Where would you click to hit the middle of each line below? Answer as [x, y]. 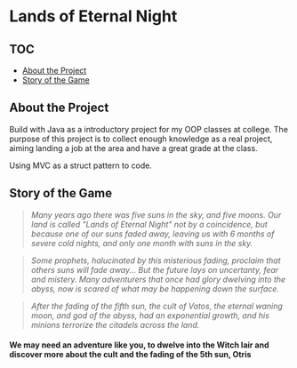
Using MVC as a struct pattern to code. [81, 165]
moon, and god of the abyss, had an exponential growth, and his [150, 315]
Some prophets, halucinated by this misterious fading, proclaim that [156, 260]
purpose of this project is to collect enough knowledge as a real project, [141, 139]
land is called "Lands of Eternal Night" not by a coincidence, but [149, 224]
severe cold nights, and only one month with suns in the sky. [142, 243]
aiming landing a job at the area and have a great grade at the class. [133, 148]
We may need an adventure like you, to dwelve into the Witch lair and [139, 345]
